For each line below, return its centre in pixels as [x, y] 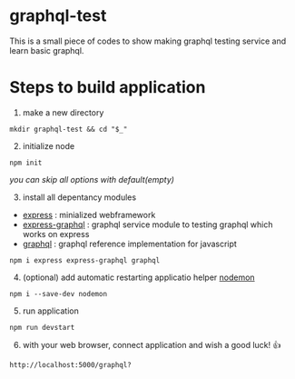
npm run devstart [42, 327]
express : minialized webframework [89, 214]
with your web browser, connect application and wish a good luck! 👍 [152, 344]
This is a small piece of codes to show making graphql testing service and [148, 41]
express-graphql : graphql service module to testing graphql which [147, 224]
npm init [26, 163]
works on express [56, 234]
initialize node [49, 145]
